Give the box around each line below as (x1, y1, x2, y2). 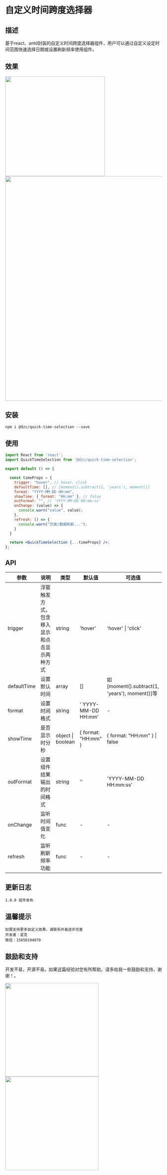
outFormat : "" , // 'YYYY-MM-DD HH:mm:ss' (14, 499, 101, 504)
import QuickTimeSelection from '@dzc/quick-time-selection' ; (5, 457, 137, 462)
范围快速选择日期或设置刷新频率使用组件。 (9, 46, 97, 52)
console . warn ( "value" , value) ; (18, 508, 83, 513)
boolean (55, 738, 75, 745)
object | (55, 732, 74, 739)
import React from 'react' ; (5, 453, 64, 458)
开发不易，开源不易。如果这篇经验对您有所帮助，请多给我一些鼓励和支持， (5, 966, 158, 972)
